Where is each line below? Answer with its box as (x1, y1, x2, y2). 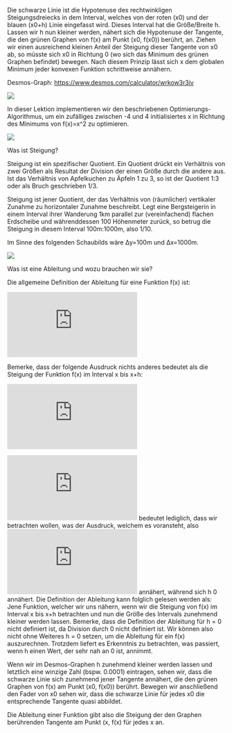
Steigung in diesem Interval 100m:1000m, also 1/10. (7, 225, 153, 233)
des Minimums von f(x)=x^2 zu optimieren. (7, 120, 130, 128)
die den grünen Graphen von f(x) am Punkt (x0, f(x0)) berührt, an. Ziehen (7, 35, 216, 44)
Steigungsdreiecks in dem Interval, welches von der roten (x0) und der (7, 13, 209, 22)
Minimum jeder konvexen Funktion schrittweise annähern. (7, 65, 172, 73)
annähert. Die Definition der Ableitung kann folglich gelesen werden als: (7, 595, 213, 603)
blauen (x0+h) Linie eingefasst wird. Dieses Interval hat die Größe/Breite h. (7, 21, 220, 28)
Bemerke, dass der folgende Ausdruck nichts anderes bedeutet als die (7, 363, 208, 371)
